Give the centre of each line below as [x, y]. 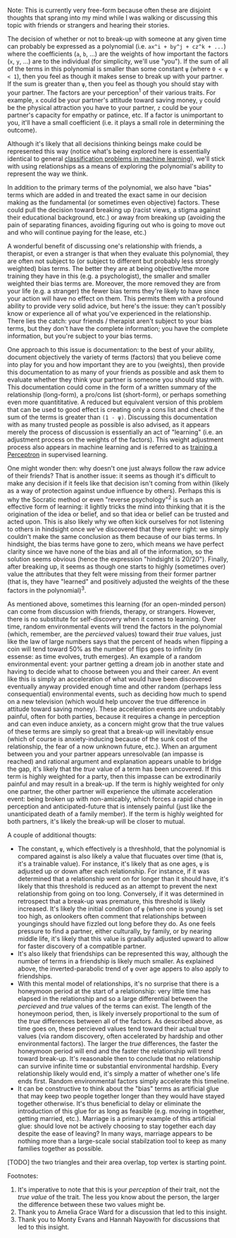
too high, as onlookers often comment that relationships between [112, 916]
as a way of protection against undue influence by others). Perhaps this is [114, 490]
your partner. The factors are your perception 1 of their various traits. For [112, 92]
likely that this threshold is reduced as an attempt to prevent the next [117, 886]
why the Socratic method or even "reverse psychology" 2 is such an [105, 499]
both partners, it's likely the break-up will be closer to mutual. [96, 821]
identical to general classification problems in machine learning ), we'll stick [116, 159]
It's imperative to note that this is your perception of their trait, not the [118, 1189]
